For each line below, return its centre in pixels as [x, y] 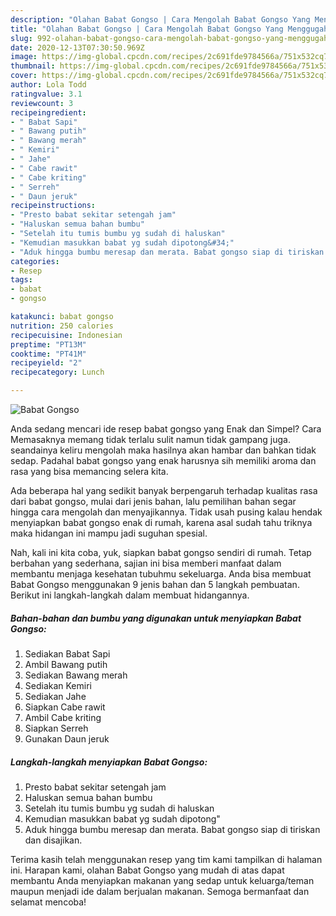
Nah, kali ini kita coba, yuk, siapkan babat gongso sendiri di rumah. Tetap [161, 552]
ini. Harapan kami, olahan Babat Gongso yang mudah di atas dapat [147, 870]
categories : [35, 261]
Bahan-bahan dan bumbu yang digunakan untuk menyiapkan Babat [156, 618]
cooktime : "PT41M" [48, 354]
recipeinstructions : [53, 206]
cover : [24, 76]
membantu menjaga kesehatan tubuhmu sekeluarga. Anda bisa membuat [161, 574]
